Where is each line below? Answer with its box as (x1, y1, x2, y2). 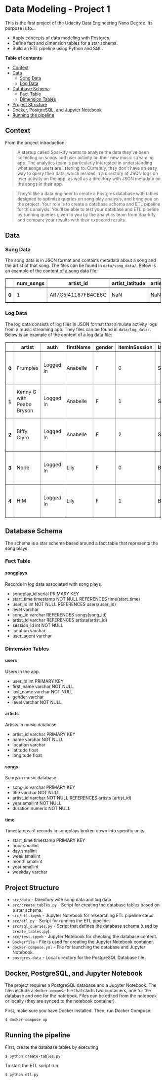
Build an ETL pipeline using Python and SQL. (12, 45, 103, 51)
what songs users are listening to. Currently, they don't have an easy (17, 165, 157, 171)
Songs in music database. (5, 775, 58, 781)
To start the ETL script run (5, 1062, 58, 1068)
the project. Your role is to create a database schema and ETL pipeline (17, 201, 161, 207)
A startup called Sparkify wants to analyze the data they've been (17, 149, 149, 155)
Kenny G (16, 388, 37, 395)
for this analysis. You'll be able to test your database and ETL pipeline (17, 206, 159, 212)
